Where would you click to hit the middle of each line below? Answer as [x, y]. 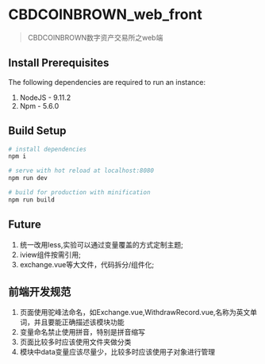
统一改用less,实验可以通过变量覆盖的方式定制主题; [102, 244]
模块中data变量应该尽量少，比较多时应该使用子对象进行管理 [117, 352]
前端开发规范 [40, 292]
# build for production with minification [79, 193]
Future [25, 225]
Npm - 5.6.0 [39, 105]
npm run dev [28, 178]
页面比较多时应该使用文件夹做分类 [75, 342]
